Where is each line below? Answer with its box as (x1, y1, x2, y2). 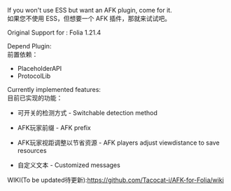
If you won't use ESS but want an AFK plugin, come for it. (7, 6, 173, 14)
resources (17, 147, 47, 154)
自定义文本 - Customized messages (17, 161, 120, 169)
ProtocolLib (17, 72, 51, 80)
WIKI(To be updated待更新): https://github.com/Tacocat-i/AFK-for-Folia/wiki (7, 176, 224, 184)
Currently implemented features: (7, 86, 101, 93)
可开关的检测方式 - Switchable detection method (17, 109, 157, 117)
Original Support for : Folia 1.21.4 (7, 28, 101, 37)
